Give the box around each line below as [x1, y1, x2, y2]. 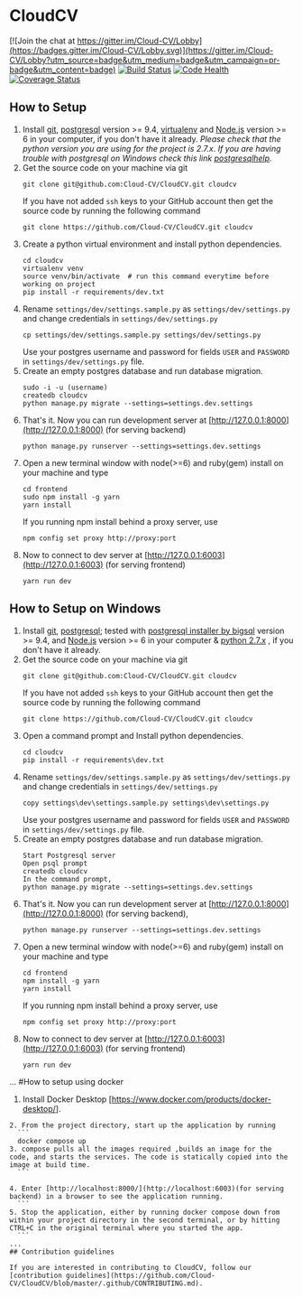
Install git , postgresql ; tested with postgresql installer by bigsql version [22, 625, 285, 636]
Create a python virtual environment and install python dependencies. [22, 238, 282, 249]
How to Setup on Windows [9, 602, 161, 617]
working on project [22, 279, 96, 289]
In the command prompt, [22, 874, 113, 883]
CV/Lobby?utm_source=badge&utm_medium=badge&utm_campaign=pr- [9, 54, 281, 65]
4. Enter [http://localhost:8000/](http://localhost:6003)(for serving [9, 1184, 284, 1193]
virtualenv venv [22, 264, 84, 273]
